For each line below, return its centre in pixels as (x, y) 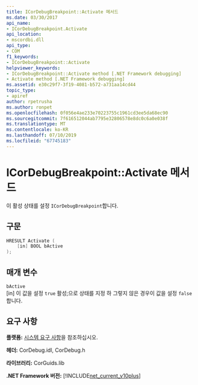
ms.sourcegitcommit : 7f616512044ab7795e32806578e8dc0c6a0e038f (87, 118)
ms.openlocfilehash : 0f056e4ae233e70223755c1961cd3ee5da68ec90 (87, 113)
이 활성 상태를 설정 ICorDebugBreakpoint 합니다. (62, 205)
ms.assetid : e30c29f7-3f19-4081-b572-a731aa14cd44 (71, 85)
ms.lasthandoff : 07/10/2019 (42, 135)
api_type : (19, 46)
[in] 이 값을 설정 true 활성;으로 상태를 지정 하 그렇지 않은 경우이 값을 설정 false (99, 293)
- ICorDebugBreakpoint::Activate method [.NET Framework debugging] (94, 74)
